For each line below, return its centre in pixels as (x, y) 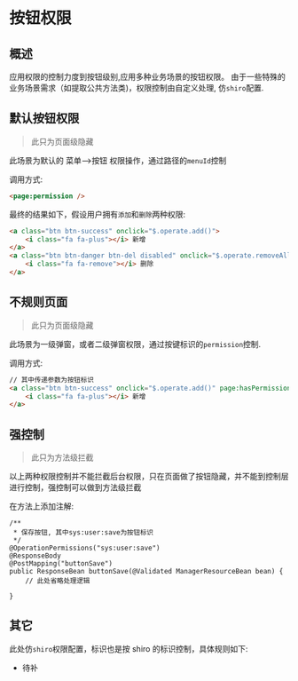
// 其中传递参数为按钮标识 (52, 380)
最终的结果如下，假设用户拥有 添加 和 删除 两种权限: (98, 214)
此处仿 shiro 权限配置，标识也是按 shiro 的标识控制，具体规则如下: (129, 648)
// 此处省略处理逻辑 (58, 581)
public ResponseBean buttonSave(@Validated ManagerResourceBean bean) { (146, 572)
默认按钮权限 (44, 119)
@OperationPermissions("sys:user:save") (85, 548)
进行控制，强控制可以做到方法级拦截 (75, 487)
